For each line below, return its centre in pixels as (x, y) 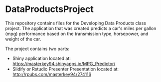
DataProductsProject (49, 9)
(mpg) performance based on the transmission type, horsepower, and (77, 33)
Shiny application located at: (42, 58)
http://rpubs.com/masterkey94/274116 (52, 74)
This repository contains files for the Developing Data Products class (76, 23)
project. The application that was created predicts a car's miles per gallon (81, 28)
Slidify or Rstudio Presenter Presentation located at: (65, 69)
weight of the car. (23, 39)
